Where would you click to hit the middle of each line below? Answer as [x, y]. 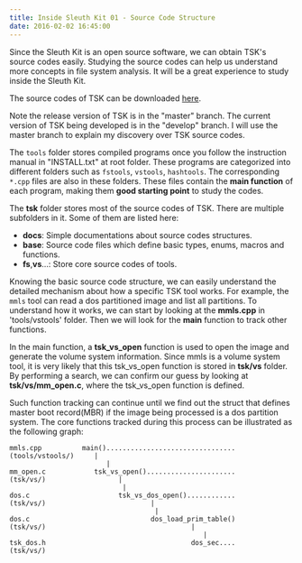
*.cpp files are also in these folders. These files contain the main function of [151, 180]
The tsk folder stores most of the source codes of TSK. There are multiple [147, 208]
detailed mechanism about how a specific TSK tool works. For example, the [149, 291]
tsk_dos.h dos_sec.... [123, 542]
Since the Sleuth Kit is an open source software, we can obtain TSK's [138, 51]
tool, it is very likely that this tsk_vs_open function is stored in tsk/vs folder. [149, 365]
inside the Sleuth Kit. [48, 80]
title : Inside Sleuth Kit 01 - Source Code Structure [113, 18]
